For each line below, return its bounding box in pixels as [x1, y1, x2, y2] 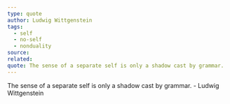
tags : [7, 23, 23, 30]
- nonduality [13, 43, 52, 50]
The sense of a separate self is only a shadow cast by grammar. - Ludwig [7, 81, 219, 89]
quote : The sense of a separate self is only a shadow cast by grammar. [7, 62, 224, 69]
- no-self [13, 36, 42, 43]
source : [7, 50, 30, 57]
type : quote [7, 10, 42, 17]
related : [7, 56, 33, 63]
